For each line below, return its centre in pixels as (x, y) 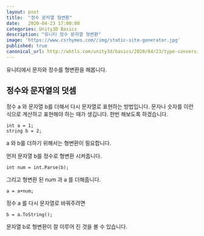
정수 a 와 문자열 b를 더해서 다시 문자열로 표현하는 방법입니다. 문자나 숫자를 (94, 106)
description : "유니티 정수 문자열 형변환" (54, 35)
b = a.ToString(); (29, 214)
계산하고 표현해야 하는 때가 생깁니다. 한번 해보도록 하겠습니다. (95, 114)
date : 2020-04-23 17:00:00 (43, 23)
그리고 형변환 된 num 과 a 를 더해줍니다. (54, 179)
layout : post (23, 12)
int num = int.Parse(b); (38, 167)
